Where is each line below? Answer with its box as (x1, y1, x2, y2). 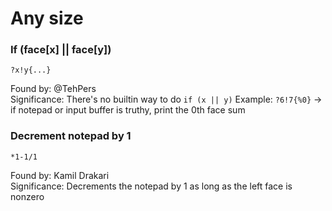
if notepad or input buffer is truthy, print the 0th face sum (10, 104, 246, 116)
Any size (10, 7, 84, 30)
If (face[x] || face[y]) (10, 43, 112, 57)
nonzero (10, 190, 45, 202)
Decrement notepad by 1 (10, 129, 132, 143)
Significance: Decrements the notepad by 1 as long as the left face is (10, 180, 293, 192)
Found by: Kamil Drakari (10, 169, 110, 181)
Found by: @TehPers (10, 83, 97, 95)
